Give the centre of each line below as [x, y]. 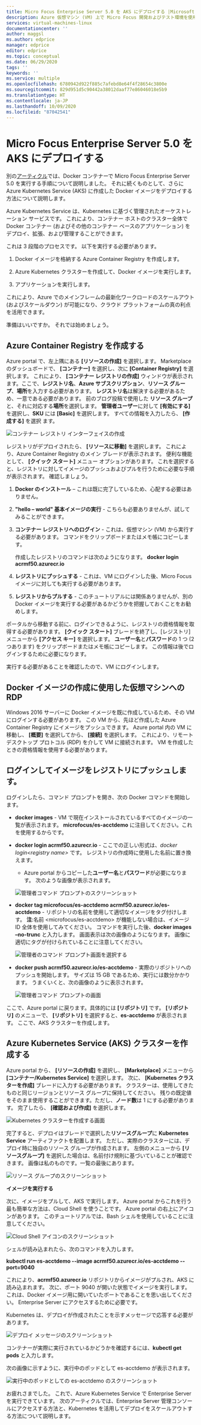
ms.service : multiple [33, 78]
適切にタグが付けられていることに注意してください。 [80, 942]
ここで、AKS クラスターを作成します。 [65, 1023]
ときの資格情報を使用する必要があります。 [58, 749]
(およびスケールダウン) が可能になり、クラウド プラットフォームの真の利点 [99, 305]
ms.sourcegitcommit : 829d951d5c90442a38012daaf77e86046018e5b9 [87, 90]
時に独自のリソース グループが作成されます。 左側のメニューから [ [103, 1148]
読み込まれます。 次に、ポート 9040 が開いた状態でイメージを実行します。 [98, 1287]
